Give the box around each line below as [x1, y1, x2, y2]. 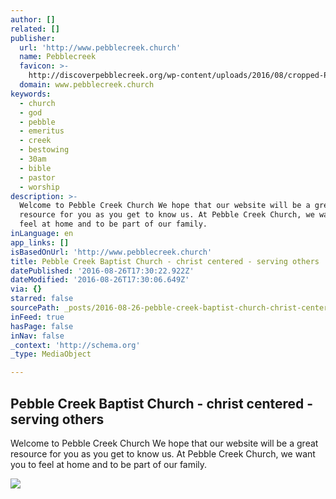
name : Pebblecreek [19, 52, 97, 62]
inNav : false [10, 331, 65, 341]
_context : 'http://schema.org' [10, 340, 141, 350]
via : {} [10, 284, 43, 295]
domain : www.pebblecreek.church [19, 80, 155, 90]
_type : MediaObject [10, 349, 92, 360]
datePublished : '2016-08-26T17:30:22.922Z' [10, 266, 195, 276]
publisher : [10, 33, 56, 43]
